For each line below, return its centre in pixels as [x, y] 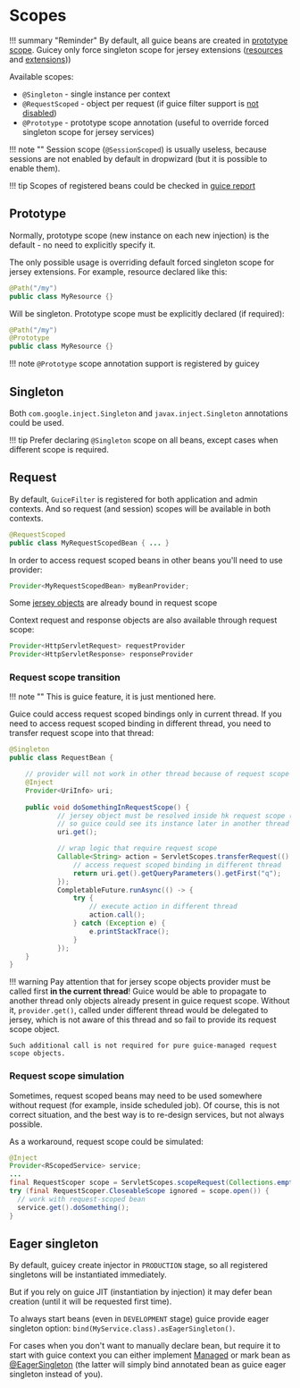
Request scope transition [65, 678]
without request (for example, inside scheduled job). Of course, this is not [145, 1104]
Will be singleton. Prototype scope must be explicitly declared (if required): [147, 313]
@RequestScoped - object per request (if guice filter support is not [140, 103]
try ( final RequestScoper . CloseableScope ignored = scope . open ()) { [139, 1191]
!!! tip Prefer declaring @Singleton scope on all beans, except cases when [144, 440]
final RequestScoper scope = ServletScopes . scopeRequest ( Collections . [143, 1183]
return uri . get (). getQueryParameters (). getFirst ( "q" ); [177, 873]
